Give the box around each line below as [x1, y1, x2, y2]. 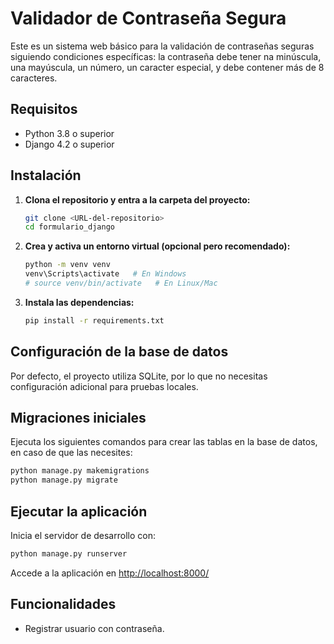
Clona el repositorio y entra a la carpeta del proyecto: [24, 193, 251, 206]
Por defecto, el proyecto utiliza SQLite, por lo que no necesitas [10, 370, 268, 382]
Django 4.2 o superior [24, 138, 115, 150]
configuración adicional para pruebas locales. [10, 380, 199, 392]
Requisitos [10, 101, 78, 118]
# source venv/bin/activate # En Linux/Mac [24, 278, 218, 289]
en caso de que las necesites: [10, 447, 133, 459]
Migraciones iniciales [10, 410, 147, 427]
